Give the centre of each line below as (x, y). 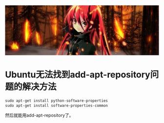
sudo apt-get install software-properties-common (57, 105)
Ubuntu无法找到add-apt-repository (78, 75)
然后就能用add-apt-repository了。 (39, 115)
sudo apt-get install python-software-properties (57, 101)
